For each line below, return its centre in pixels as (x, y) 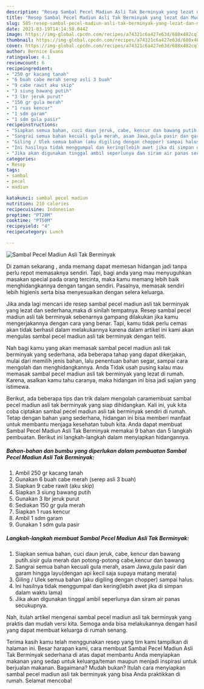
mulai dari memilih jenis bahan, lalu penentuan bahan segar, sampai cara (97, 361)
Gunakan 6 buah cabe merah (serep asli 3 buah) (76, 479)
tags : (13, 170)
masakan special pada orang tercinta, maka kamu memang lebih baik (93, 279)
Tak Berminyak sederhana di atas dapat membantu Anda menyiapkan (93, 654)
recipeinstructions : (32, 125)
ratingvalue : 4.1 (28, 57)
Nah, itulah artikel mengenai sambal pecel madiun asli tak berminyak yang (99, 617)
